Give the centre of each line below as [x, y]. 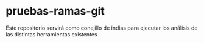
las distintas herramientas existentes [52, 34]
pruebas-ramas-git [55, 11]
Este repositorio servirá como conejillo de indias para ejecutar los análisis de [102, 28]
